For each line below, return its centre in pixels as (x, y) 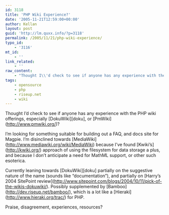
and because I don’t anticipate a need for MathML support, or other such (81, 155)
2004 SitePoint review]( (30, 181)
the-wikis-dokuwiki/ (26, 187)
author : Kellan (21, 24)
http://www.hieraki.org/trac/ (36, 197)
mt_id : (12, 52)
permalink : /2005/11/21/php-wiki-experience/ (54, 38)
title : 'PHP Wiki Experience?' (38, 15)
